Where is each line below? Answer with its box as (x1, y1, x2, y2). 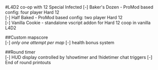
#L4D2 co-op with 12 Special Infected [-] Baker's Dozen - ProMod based (5, 4, 154, 10)
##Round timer (5, 49, 36, 55)
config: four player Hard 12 (5, 9, 60, 15)
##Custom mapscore (5, 34, 48, 40)
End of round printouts (5, 60, 51, 65)
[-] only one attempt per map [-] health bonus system (5, 40, 115, 46)
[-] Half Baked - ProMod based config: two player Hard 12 (5, 15, 123, 20)
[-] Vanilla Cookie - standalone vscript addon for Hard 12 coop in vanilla (5, 20, 151, 25)
